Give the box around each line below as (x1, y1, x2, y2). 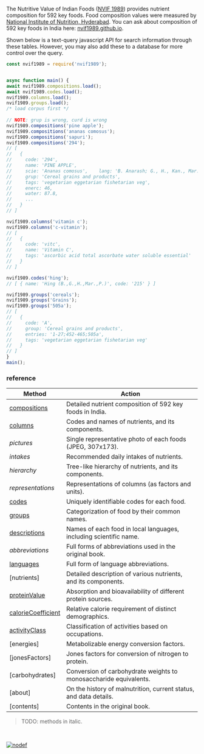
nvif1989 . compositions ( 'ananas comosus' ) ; (6, 128, 115, 135)
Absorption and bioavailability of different (66, 587, 185, 596)
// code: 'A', (6, 320, 53, 326)
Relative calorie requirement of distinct (66, 605, 177, 613)
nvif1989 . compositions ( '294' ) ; (6, 139, 86, 146)
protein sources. (66, 595, 113, 604)
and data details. (66, 692, 114, 701)
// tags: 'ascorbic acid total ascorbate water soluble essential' (6, 253, 191, 259)
